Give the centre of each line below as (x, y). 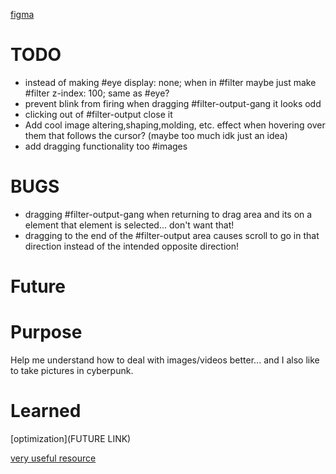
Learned (46, 411)
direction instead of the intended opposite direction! (132, 246)
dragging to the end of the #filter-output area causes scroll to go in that (172, 235)
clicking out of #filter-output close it (98, 114)
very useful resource (53, 458)
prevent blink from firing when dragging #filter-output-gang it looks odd (173, 103)
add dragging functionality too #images (106, 146)
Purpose (46, 332)
